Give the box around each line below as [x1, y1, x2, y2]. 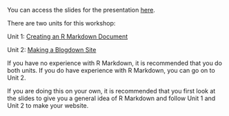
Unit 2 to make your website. [7, 102, 89, 109]
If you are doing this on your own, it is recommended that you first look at [7, 87, 216, 95]
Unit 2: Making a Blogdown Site [7, 46, 97, 54]
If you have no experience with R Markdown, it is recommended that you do [7, 59, 223, 67]
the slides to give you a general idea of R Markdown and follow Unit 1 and [7, 94, 216, 102]
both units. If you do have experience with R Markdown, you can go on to [7, 67, 215, 74]
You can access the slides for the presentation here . [7, 6, 155, 14]
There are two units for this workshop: [7, 19, 116, 27]
